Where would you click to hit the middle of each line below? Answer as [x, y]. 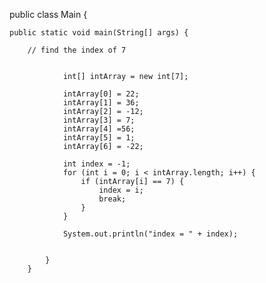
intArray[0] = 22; [101, 94]
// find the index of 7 [77, 50]
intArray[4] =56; [99, 129]
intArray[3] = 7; [99, 120]
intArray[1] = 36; [101, 103]
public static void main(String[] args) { [99, 33]
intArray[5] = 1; [99, 138]
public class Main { [48, 14]
